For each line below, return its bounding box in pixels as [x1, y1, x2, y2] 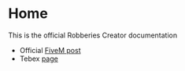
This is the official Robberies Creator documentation [8, 30, 178, 40]
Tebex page [19, 54, 59, 63]
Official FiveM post [19, 45, 81, 55]
